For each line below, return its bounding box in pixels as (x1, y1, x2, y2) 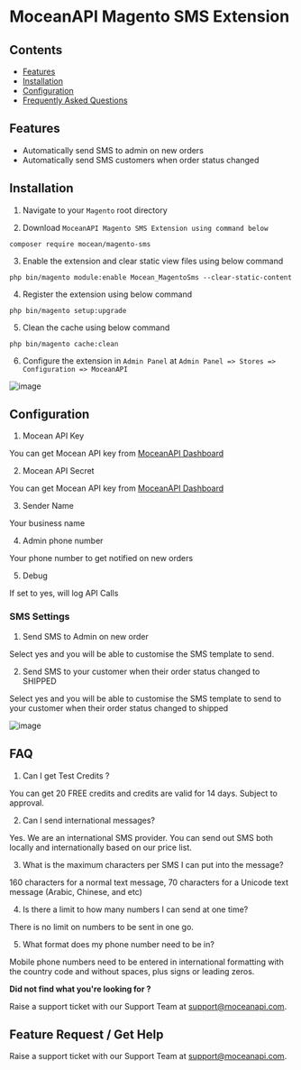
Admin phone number (22, 535, 104, 547)
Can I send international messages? (22, 815, 156, 826)
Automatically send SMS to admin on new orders (22, 144, 205, 155)
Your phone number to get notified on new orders (9, 553, 194, 564)
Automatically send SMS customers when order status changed (22, 154, 260, 165)
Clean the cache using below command (22, 322, 170, 333)
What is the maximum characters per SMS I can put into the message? (22, 859, 284, 870)
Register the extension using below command (22, 289, 193, 300)
